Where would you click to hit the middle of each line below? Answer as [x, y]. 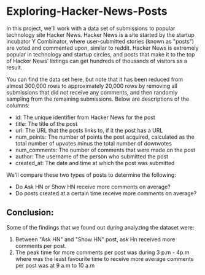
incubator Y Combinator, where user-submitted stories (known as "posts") [100, 41]
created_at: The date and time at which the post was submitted [95, 163]
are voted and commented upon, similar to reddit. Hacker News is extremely [102, 48]
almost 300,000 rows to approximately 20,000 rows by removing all [92, 86]
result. [14, 67]
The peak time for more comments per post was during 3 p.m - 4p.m [102, 252]
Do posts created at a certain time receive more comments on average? [106, 193]
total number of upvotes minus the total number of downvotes [93, 143]
